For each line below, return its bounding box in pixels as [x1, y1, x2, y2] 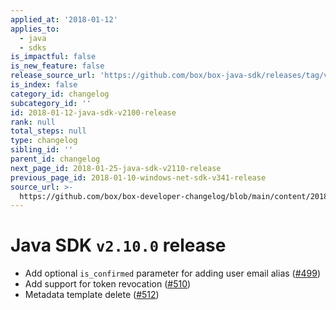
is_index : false [10, 80, 78, 90]
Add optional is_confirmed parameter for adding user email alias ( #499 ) [24, 267, 322, 280]
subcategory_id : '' [10, 98, 92, 108]
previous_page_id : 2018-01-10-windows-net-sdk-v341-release [10, 172, 267, 183]
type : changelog [10, 136, 78, 146]
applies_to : [10, 24, 60, 34]
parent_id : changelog [10, 154, 101, 164]
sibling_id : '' [10, 145, 74, 155]
